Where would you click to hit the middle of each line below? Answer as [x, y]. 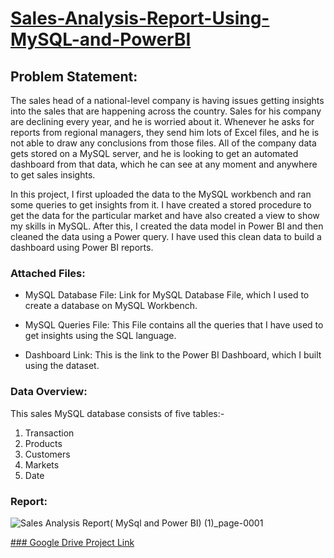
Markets [42, 464]
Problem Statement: [74, 76]
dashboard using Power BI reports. [82, 247]
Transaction [49, 433]
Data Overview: [49, 392]
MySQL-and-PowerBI [101, 39]
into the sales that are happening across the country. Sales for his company [166, 111]
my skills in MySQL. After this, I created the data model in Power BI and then [167, 226]
